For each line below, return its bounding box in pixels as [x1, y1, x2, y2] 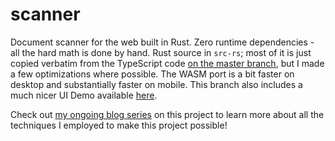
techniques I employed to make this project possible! [10, 119, 228, 131]
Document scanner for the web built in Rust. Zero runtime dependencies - [10, 36, 315, 48]
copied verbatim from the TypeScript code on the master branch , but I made [10, 57, 325, 69]
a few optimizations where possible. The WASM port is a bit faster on [10, 68, 295, 80]
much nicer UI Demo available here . [10, 89, 158, 101]
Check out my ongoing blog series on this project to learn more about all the [10, 108, 325, 120]
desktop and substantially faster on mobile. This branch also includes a [10, 78, 303, 90]
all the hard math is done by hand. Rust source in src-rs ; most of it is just [10, 46, 312, 58]
